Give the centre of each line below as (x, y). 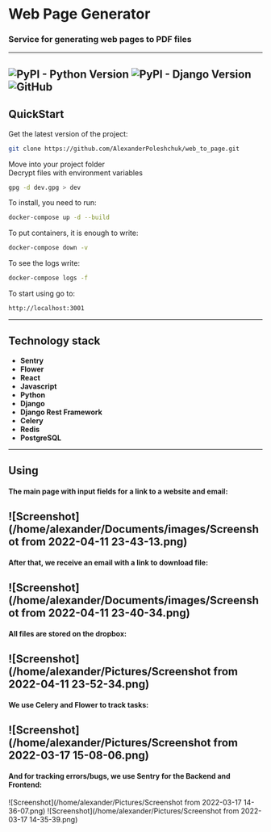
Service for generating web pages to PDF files (100, 40)
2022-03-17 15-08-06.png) (79, 756)
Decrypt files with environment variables (76, 172)
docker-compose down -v (48, 248)
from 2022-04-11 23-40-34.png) (106, 613)
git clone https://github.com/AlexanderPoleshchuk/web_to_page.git (124, 149)
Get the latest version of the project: (68, 133)
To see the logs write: (44, 263)
